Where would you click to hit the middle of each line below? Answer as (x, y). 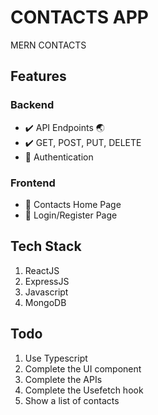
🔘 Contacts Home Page (73, 204)
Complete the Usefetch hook (84, 390)
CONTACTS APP (79, 17)
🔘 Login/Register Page (71, 215)
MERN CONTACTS (48, 45)
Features (38, 76)
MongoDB (45, 302)
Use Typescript (56, 358)
